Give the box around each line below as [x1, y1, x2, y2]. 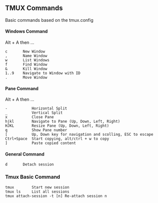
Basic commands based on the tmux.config [5, 17, 94, 23]
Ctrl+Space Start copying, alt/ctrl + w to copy [5, 136, 110, 142]
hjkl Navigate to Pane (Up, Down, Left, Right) [5, 119, 120, 124]
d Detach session [5, 162, 54, 167]
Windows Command [5, 28, 48, 34]
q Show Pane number [5, 128, 68, 133]
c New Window [5, 49, 45, 54]
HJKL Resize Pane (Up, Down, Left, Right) [5, 123, 110, 128]
